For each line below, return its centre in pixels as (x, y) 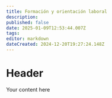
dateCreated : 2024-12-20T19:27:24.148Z (55, 45)
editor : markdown (28, 39)
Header (25, 73)
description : (22, 17)
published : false (28, 22)
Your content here (28, 89)
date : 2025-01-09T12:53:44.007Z (46, 28)
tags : (13, 33)
